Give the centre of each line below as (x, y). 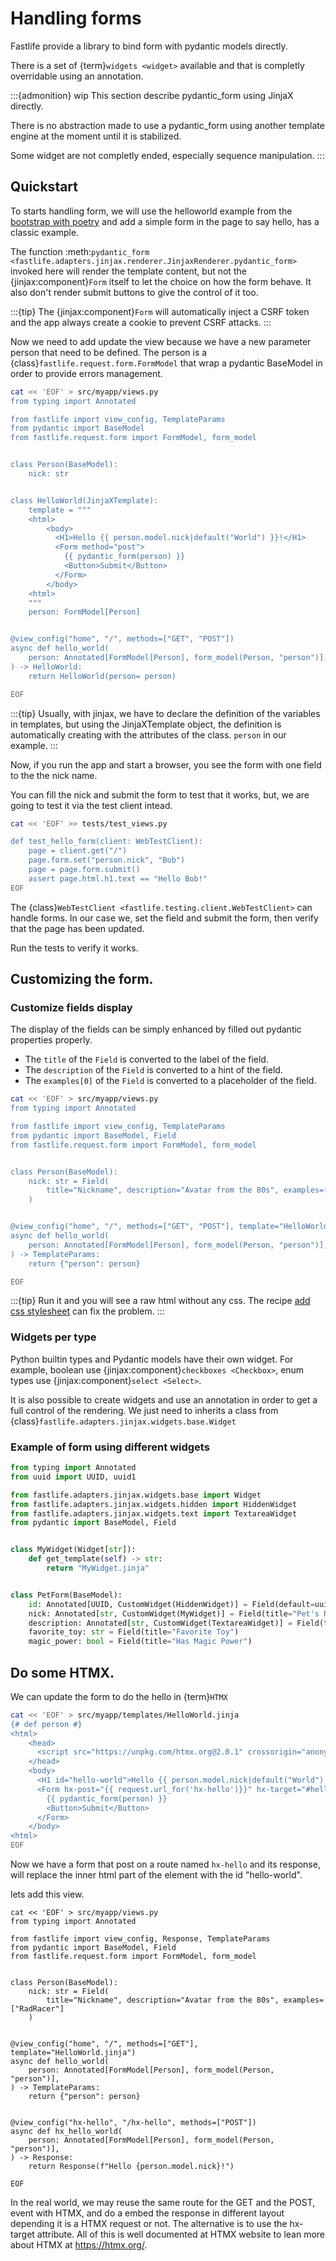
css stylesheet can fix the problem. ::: (87, 1311)
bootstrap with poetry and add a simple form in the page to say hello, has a (165, 221)
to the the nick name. (54, 775)
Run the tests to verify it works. (74, 948)
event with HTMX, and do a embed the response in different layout (147, 2213)
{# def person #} (46, 1724)
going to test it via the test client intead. (91, 805)
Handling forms (76, 18)
